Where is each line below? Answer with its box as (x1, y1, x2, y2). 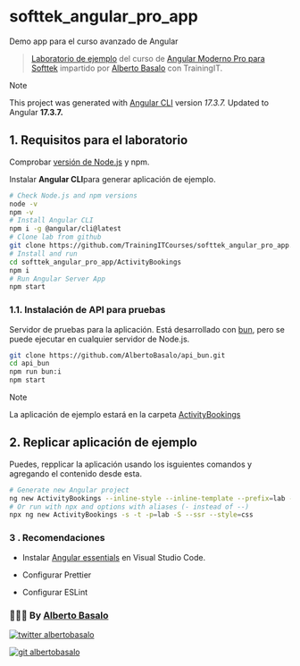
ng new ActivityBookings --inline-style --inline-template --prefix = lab (9, 493, 286, 502)
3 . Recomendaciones (9, 532, 105, 544)
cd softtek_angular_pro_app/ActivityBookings (9, 257, 181, 266)
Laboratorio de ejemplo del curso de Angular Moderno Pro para (30, 53, 265, 63)
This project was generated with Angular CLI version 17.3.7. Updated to (9, 97, 270, 108)
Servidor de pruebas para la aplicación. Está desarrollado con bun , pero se (9, 324, 286, 334)
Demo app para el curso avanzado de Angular (9, 36, 179, 46)
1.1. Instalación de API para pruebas (9, 304, 166, 316)
